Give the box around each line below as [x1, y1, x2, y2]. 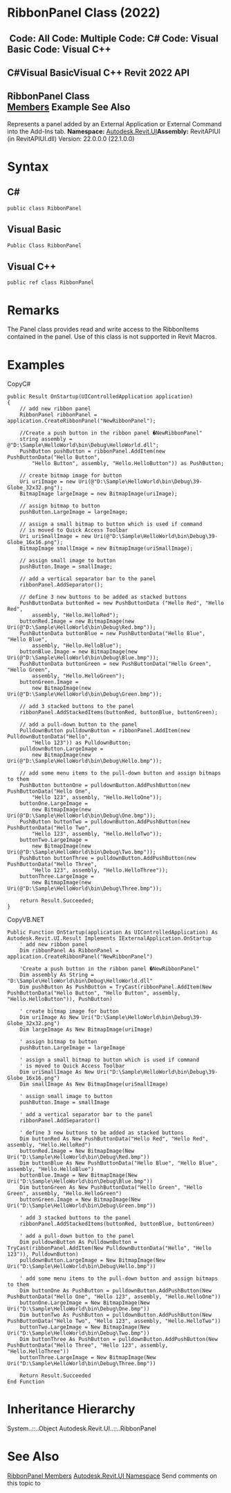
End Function [7, 1378, 45, 1385]
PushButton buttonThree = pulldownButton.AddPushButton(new [19, 855, 196, 862]
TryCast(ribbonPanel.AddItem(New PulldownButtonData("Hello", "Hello [7, 1245, 212, 1252]
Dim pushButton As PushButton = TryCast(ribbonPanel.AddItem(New [19, 984, 212, 990]
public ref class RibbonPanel [7, 279, 95, 286]
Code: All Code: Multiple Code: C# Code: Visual [9, 33, 219, 44]
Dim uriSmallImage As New [19, 1069, 95, 1076]
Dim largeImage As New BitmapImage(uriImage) [19, 1026, 154, 1034]
